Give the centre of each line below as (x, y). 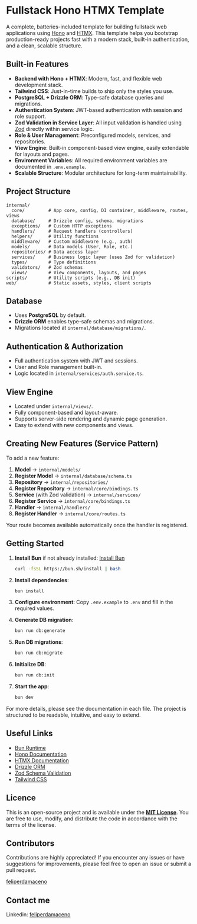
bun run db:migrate (39, 653)
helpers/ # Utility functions (55, 236)
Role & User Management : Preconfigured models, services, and (93, 135)
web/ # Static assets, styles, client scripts (79, 283)
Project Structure (38, 192)
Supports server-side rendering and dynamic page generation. (91, 419)
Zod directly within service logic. (54, 129)
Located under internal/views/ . (54, 406)
